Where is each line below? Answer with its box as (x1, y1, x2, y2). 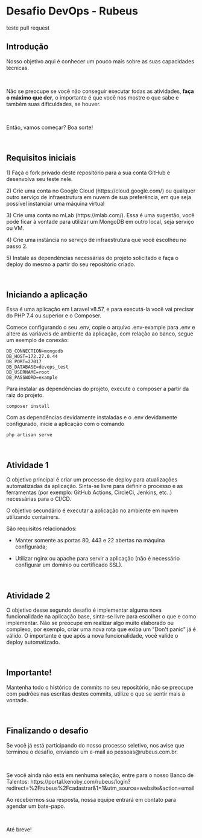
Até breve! (6, 825, 32, 833)
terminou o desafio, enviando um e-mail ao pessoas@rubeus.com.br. (6, 748, 178, 755)
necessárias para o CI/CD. (6, 495, 71, 503)
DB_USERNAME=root (6, 369, 50, 375)
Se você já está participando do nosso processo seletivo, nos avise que (6, 741, 185, 749)
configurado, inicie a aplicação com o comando (6, 421, 125, 428)
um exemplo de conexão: (6, 337, 69, 344)
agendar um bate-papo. (6, 802, 66, 810)
